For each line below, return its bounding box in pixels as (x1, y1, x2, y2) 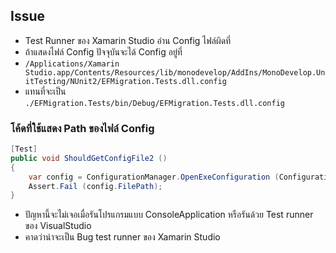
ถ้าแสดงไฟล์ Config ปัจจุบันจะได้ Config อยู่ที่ (24, 45, 183, 58)
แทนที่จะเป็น (24, 85, 67, 97)
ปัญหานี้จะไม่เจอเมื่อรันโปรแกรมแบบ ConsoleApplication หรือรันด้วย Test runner (24, 209, 314, 221)
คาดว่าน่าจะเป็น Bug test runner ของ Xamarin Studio (24, 231, 221, 243)
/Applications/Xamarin (24, 59, 120, 69)
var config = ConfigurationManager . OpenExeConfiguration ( (28, 172, 280, 182)
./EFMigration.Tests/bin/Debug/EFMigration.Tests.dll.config (24, 98, 286, 108)
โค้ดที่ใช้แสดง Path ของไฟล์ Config (10, 121, 155, 135)
